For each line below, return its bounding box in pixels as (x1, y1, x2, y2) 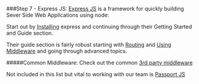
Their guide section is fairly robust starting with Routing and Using (6, 41, 171, 48)
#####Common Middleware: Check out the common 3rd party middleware (6, 59, 193, 66)
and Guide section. (6, 29, 53, 37)
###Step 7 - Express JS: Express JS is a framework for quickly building (6, 5, 184, 12)
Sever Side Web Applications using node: (6, 11, 109, 19)
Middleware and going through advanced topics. (6, 47, 128, 55)
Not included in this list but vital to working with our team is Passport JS (6, 71, 186, 77)
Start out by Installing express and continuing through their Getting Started (6, 23, 192, 30)
